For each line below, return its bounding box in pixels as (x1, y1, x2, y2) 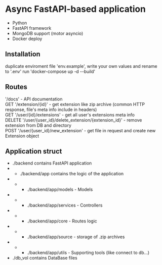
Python (12, 20, 27, 26)
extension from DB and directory (5, 122, 72, 128)
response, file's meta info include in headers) (5, 106, 97, 112)
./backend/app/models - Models (27, 187, 93, 193)
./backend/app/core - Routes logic (27, 218, 97, 224)
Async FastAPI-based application (5, 3, 146, 15)
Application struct (5, 147, 62, 156)
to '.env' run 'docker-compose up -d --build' (5, 68, 95, 74)
